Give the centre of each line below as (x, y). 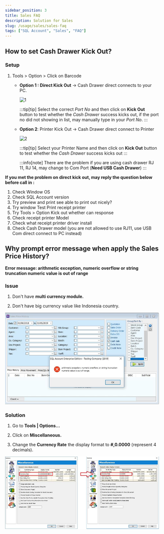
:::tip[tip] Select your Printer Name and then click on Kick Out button (88, 148)
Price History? (27, 256)
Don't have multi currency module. (48, 296)
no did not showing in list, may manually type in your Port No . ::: (83, 119)
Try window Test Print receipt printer (49, 207)
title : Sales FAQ (23, 15)
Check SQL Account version (41, 197)
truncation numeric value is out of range (47, 273)
